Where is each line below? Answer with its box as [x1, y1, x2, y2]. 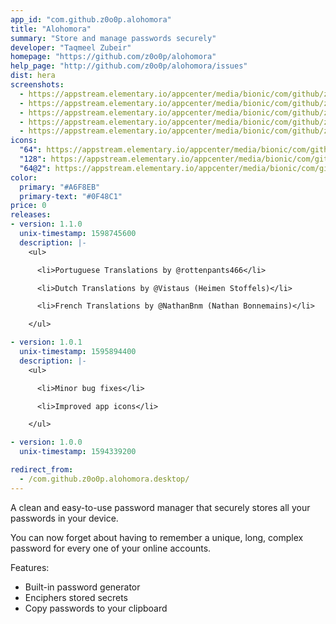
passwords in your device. [10, 512, 119, 524]
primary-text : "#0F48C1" [19, 191, 123, 201]
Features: [10, 561, 50, 573]
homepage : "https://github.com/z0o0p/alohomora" [10, 52, 217, 62]
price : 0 [10, 201, 47, 211]
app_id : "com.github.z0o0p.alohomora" [10, 14, 172, 25]
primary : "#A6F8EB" [19, 182, 101, 192]
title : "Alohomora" [10, 24, 92, 34]
